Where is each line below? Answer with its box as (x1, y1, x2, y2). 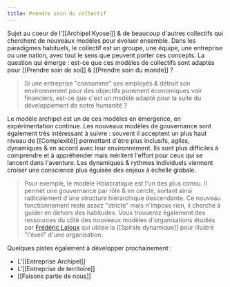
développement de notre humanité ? (23, 101, 128, 109)
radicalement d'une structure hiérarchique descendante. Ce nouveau (23, 194, 221, 202)
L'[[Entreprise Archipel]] (17, 257, 86, 266)
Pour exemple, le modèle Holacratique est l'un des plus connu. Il (23, 179, 207, 187)
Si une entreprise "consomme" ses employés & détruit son (23, 79, 191, 87)
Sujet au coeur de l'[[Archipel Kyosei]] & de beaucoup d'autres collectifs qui (7, 29, 223, 37)
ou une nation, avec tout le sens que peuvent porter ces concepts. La (7, 51, 205, 59)
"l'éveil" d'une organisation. (23, 230, 104, 239)
